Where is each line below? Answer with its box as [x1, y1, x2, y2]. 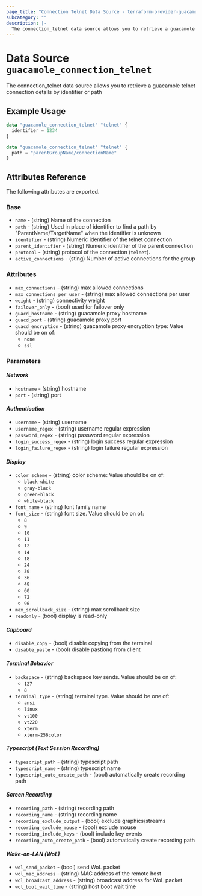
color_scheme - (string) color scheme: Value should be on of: [14, 472, 165, 479]
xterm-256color [23, 732, 62, 738]
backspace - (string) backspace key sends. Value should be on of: [14, 673, 177, 680]
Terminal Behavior [6, 660, 54, 667]
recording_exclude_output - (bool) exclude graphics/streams [14, 818, 166, 824]
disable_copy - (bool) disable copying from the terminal [14, 640, 152, 647]
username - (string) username [14, 418, 87, 426]
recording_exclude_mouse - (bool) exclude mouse [14, 824, 136, 831]
